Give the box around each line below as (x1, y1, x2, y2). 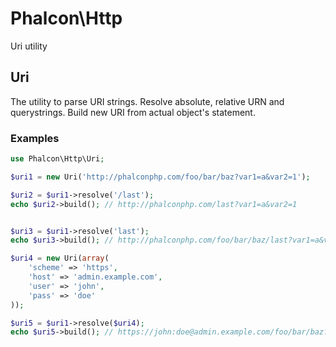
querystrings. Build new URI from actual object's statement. (10, 106, 256, 118)
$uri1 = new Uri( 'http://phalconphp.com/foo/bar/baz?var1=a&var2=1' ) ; (10, 172, 311, 182)
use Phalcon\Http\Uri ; (10, 154, 105, 164)
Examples (10, 131, 60, 145)
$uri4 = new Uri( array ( (10, 253, 110, 264)
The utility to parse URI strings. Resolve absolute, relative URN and (10, 95, 285, 107)
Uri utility (10, 40, 48, 52)
